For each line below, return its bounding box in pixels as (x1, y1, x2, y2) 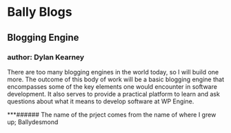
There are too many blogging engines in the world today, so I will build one (7, 68, 219, 76)
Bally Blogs (7, 4, 72, 20)
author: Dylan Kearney (7, 52, 85, 62)
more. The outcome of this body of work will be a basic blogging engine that (7, 75, 224, 83)
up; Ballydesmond (7, 118, 59, 126)
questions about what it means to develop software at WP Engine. (7, 97, 194, 105)
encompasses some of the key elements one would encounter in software (7, 82, 217, 90)
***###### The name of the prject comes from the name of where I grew (7, 110, 217, 119)
